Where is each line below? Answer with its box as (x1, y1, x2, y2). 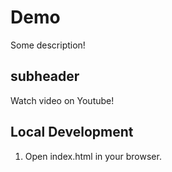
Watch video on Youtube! (10, 94, 115, 106)
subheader (10, 68, 80, 85)
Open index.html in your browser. (24, 150, 162, 162)
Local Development (10, 124, 134, 141)
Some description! (10, 39, 86, 51)
